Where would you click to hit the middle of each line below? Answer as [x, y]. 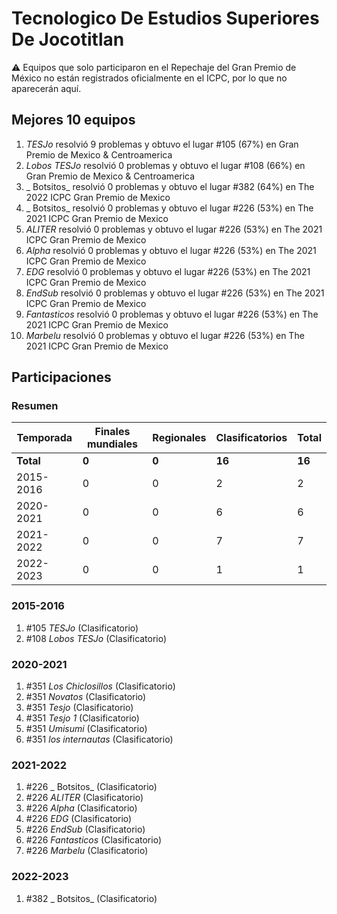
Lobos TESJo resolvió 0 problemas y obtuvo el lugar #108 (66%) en [165, 165]
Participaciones [61, 377]
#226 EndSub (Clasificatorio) [85, 829]
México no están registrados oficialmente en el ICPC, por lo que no [149, 78]
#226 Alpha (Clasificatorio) [81, 808]
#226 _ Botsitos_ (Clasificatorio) [91, 787]
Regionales [179, 438]
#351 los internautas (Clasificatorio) [99, 739]
